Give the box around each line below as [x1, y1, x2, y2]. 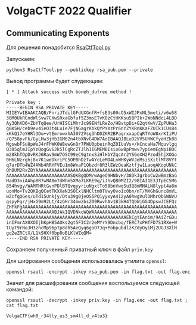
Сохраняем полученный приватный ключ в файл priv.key [6, 246, 153, 253]
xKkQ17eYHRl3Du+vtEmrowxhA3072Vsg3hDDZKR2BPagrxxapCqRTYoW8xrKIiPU [6, 131, 178, 137]
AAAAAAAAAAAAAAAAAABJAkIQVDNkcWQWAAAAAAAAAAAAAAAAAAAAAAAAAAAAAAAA [6, 209, 178, 215]
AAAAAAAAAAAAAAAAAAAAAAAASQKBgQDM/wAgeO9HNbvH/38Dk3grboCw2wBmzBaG [6, 173, 178, 179]
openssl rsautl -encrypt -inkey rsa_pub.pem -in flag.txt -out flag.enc [6, 269, 191, 275]
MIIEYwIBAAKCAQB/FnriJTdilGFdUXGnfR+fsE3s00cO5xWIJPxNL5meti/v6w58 [6, 110, 178, 116]
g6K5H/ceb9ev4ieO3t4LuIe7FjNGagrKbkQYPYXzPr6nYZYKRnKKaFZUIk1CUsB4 [6, 125, 178, 131]
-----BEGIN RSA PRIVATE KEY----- [6, 105, 89, 111]
